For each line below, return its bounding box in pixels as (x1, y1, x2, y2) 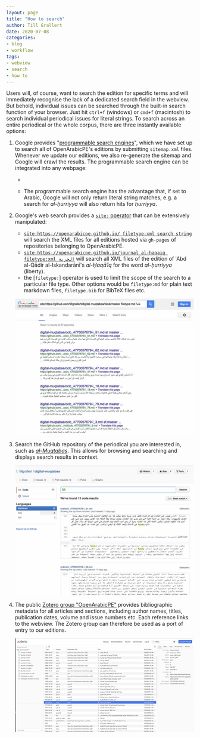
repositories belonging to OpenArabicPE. (23, 242, 124, 250)
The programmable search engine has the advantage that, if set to (23, 188, 186, 195)
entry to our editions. (14, 626, 67, 634)
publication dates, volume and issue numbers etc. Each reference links (14, 613, 189, 620)
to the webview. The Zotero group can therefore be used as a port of (14, 620, 183, 627)
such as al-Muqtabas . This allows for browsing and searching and (14, 447, 177, 455)
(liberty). (23, 268, 45, 275)
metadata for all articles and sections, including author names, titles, (14, 607, 183, 615)
